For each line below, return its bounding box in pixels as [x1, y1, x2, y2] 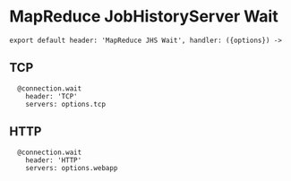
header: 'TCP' [25, 91, 78, 100]
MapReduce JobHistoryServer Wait [9, 6, 279, 27]
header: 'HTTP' [25, 155, 82, 165]
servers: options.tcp [25, 99, 106, 108]
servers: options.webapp [25, 163, 118, 172]
